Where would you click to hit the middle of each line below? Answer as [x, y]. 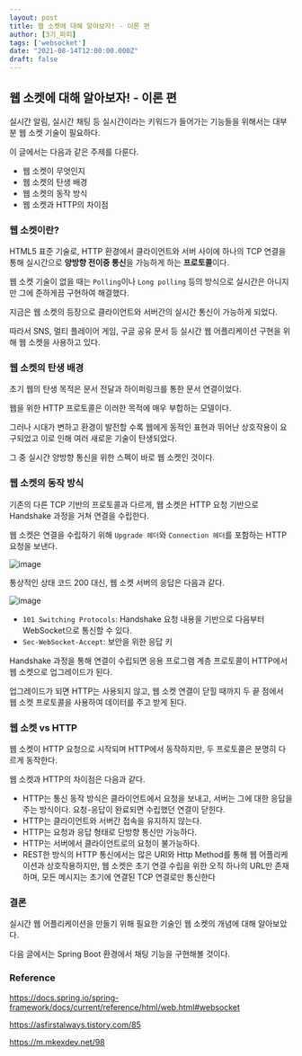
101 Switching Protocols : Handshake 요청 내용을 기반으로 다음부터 [143, 619]
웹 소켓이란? [35, 230]
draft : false [34, 59]
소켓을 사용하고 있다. [64, 342]
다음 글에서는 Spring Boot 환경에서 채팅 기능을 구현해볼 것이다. [120, 954]
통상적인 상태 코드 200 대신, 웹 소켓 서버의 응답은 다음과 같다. [117, 582]
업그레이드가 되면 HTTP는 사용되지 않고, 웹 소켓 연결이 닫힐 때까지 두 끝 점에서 [147, 691]
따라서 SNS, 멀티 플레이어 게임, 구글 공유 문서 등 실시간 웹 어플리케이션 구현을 [145, 331]
